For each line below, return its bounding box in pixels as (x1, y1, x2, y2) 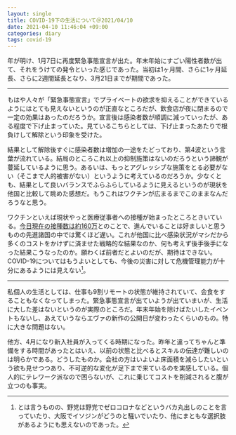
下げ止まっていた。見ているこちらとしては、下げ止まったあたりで (31, 122, 222, 130)
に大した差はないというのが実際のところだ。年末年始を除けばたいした (7, 304, 211, 313)
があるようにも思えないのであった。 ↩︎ (17, 420, 130, 429)
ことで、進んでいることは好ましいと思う (110, 222, 226, 230)
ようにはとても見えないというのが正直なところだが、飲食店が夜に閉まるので (7, 105, 228, 113)
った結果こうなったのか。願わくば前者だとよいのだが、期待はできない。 (7, 248, 216, 257)
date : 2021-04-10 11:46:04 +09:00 (7, 23, 109, 30)
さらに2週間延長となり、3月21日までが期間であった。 (19, 74, 175, 83)
